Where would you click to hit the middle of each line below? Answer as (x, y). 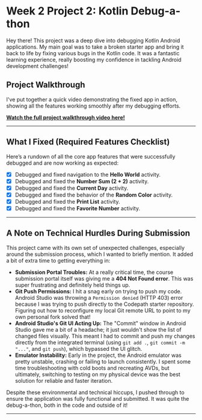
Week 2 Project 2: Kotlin (67, 11)
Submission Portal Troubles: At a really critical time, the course (94, 272)
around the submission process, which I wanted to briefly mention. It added (100, 254)
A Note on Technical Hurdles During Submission (98, 233)
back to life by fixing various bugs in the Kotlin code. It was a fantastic (93, 53)
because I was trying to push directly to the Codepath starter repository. (104, 304)
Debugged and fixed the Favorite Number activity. (77, 208)
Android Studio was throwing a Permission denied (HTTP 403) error (99, 297)
